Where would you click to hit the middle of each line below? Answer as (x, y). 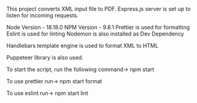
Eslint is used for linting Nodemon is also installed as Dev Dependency (95, 34)
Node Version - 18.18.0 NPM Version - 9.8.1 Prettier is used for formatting (98, 27)
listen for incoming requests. (42, 15)
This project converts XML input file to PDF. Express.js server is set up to (99, 9)
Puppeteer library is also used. (45, 57)
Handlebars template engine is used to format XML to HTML (82, 46)
